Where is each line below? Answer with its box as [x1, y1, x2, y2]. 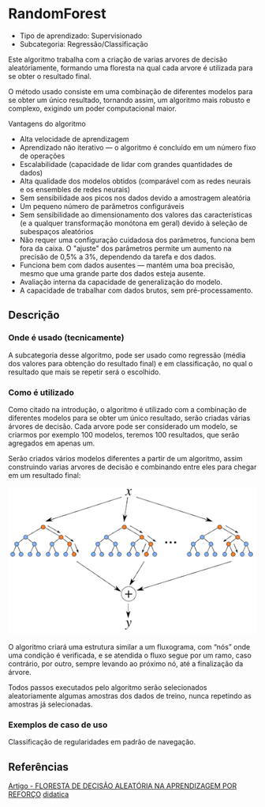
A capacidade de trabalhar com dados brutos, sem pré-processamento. [19, 286, 254, 295]
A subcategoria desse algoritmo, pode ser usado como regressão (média [8, 350, 246, 360]
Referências [8, 760, 69, 774]
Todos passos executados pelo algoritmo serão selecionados [8, 683, 207, 692]
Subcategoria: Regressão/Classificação [19, 39, 148, 48]
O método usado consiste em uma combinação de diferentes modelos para [8, 86, 253, 96]
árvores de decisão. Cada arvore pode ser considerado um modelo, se [8, 421, 238, 431]
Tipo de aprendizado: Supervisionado [19, 31, 143, 40]
